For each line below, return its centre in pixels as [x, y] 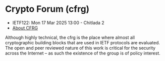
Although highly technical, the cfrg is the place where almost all [70, 37]
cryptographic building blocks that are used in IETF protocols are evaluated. [82, 42]
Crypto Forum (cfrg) [47, 9]
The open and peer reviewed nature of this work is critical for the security [80, 48]
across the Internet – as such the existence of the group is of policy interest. [83, 53]
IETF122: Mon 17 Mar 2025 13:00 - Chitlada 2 [58, 23]
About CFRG [25, 28]
